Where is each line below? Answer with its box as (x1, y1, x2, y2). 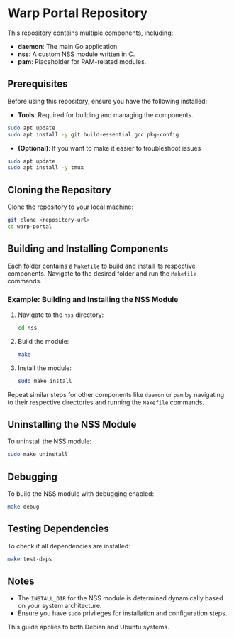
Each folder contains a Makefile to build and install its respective (7, 261, 196, 270)
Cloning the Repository (7, 183, 111, 196)
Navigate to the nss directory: (17, 310, 104, 319)
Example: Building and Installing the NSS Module (7, 294, 179, 304)
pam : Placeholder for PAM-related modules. (17, 57, 147, 65)
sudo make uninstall (7, 451, 69, 458)
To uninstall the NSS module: (7, 437, 92, 445)
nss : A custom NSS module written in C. (17, 50, 135, 58)
